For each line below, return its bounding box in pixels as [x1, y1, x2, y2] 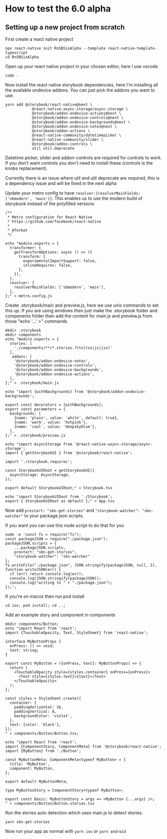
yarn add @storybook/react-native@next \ [5, 102, 93, 107]
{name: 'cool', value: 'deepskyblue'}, [14, 424, 97, 429]
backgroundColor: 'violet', [14, 713, 72, 718]
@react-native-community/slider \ [31, 137, 104, 142]
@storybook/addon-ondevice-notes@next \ [31, 124, 117, 129]
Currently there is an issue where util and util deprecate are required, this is [5, 175, 160, 181]
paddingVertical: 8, [14, 709, 57, 714]
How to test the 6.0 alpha [5, 3, 111, 15]
